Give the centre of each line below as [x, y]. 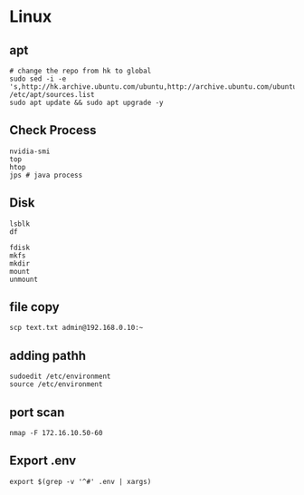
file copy [35, 307]
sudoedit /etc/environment [60, 377]
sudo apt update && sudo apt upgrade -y [87, 102]
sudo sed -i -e [38, 79]
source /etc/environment [56, 384]
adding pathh [48, 355]
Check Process [53, 130]
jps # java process [46, 175]
